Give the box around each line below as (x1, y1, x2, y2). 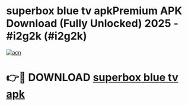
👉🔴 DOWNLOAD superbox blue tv (6, 71, 179, 84)
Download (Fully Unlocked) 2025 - (6, 17, 179, 30)
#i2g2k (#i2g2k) (6, 30, 87, 43)
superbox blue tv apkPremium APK (6, 4, 183, 18)
